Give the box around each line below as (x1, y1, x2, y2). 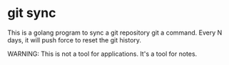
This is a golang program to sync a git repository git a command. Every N (7, 28, 223, 37)
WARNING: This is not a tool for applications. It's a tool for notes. (7, 49, 198, 58)
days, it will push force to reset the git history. (7, 35, 141, 44)
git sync (7, 5, 56, 21)
